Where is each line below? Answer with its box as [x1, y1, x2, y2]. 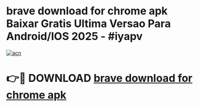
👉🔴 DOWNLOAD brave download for [6, 72, 193, 85]
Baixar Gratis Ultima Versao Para [6, 17, 172, 30]
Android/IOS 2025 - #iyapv [6, 30, 143, 43]
